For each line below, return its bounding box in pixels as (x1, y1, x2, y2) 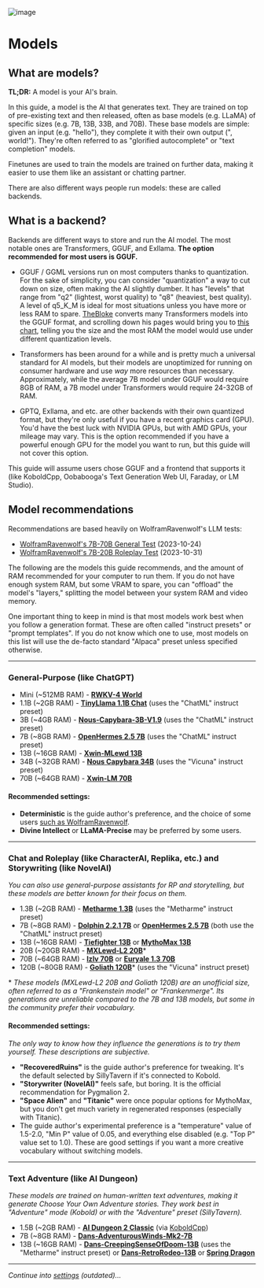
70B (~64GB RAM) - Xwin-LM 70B (19, 773, 133, 783)
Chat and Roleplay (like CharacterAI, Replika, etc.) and (8, 853, 219, 864)
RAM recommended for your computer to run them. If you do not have (8, 571, 235, 580)
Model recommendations (8, 503, 134, 516)
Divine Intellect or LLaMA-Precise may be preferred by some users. (19, 826, 242, 835)
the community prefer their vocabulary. (8, 1003, 135, 1012)
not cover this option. (19, 448, 89, 457)
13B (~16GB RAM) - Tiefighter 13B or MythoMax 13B (19, 938, 192, 947)
